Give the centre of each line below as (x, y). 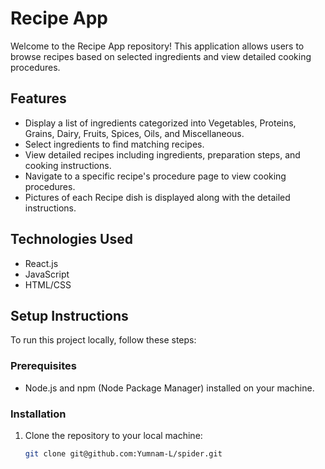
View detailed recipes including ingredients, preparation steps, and (162, 154)
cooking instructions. (68, 165)
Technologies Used (71, 239)
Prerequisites (43, 366)
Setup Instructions (69, 315)
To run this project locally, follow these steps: (103, 340)
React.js (41, 263)
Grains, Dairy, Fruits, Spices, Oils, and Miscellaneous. (134, 133)
